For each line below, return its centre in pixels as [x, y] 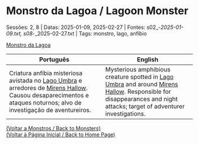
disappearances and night [142, 99]
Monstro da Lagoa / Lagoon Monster [97, 11]
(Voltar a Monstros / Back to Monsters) [54, 128]
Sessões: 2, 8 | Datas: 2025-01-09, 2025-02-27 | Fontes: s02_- [84, 27]
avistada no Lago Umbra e [46, 80]
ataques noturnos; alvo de [45, 103]
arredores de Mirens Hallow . [48, 88]
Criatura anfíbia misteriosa [46, 73]
